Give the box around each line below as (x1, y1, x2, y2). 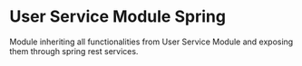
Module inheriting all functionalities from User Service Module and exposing (9, 36, 294, 47)
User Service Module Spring (9, 6, 227, 27)
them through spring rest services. (9, 45, 139, 56)
